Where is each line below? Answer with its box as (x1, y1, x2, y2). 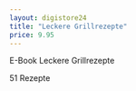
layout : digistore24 (9, 13, 88, 23)
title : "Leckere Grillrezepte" (9, 22, 128, 31)
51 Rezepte (9, 73, 51, 84)
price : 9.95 (9, 30, 54, 39)
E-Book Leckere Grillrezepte (9, 56, 115, 66)
